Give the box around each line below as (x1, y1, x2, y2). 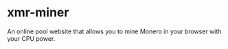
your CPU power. (7, 34, 56, 42)
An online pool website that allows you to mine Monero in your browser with (7, 27, 222, 35)
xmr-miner (7, 5, 69, 20)
